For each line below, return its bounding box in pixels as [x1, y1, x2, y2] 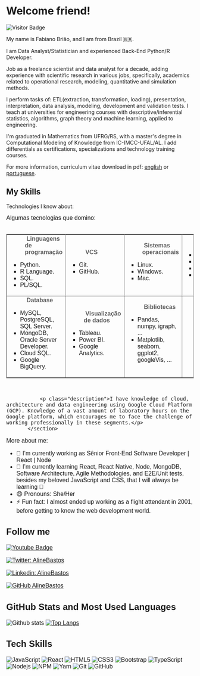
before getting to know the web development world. [16, 507, 151, 514]
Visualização [85, 310, 121, 317]
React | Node [16, 456, 52, 463]
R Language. [20, 268, 55, 275]
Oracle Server [20, 336, 57, 343]
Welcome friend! [6, 4, 90, 18]
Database [26, 296, 54, 303]
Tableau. [79, 329, 102, 336]
